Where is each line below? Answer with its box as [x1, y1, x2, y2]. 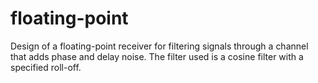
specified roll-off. [10, 61, 82, 73]
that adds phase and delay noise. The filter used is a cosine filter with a [10, 50, 304, 62]
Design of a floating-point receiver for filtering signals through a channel [10, 40, 309, 52]
